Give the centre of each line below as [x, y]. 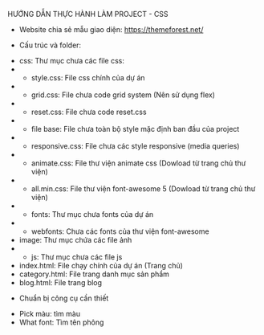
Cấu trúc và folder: [50, 45]
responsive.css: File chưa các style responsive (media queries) [135, 146]
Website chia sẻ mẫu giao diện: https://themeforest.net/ [111, 29]
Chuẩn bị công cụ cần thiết [64, 298]
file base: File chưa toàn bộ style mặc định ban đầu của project [135, 129]
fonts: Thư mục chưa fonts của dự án [92, 214]
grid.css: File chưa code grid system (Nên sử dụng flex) [123, 95]
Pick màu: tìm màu [50, 314]
